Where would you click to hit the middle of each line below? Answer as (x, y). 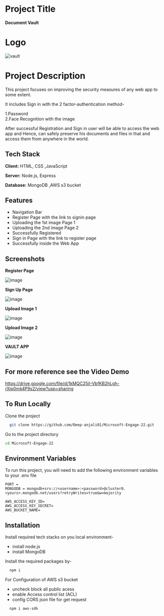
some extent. (18, 95)
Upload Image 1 (21, 309)
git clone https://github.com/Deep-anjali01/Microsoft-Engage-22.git (82, 425)
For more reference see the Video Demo (67, 372)
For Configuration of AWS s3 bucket (42, 580)
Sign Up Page (19, 290)
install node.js (26, 547)
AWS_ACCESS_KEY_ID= (25, 502)
